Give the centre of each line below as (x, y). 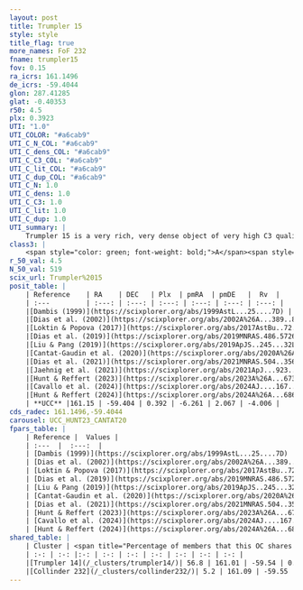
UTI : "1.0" (30, 127)
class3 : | (28, 244)
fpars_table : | (38, 429)
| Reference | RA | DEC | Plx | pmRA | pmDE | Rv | (153, 294)
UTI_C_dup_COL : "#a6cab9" (58, 177)
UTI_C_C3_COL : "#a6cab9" (56, 160)
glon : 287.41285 (40, 93)
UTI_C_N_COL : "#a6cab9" (54, 143)
